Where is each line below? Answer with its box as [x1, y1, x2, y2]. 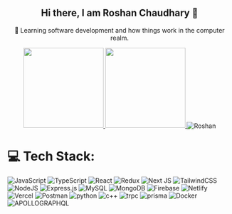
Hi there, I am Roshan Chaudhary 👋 [41, 7, 199, 19]
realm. [110, 33, 130, 42]
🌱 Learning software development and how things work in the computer [14, 26, 226, 34]
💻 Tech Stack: [7, 148, 95, 164]
